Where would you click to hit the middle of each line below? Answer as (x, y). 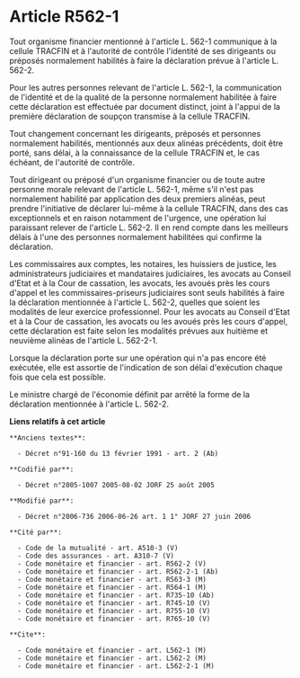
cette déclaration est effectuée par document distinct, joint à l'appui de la (145, 106)
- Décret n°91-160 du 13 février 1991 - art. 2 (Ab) (118, 453)
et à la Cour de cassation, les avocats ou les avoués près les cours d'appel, (149, 321)
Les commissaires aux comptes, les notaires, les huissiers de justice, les (143, 263)
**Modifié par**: (42, 501)
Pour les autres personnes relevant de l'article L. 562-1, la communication (146, 87)
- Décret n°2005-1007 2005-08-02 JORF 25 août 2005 (116, 485)
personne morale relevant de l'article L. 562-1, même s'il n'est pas (132, 189)
